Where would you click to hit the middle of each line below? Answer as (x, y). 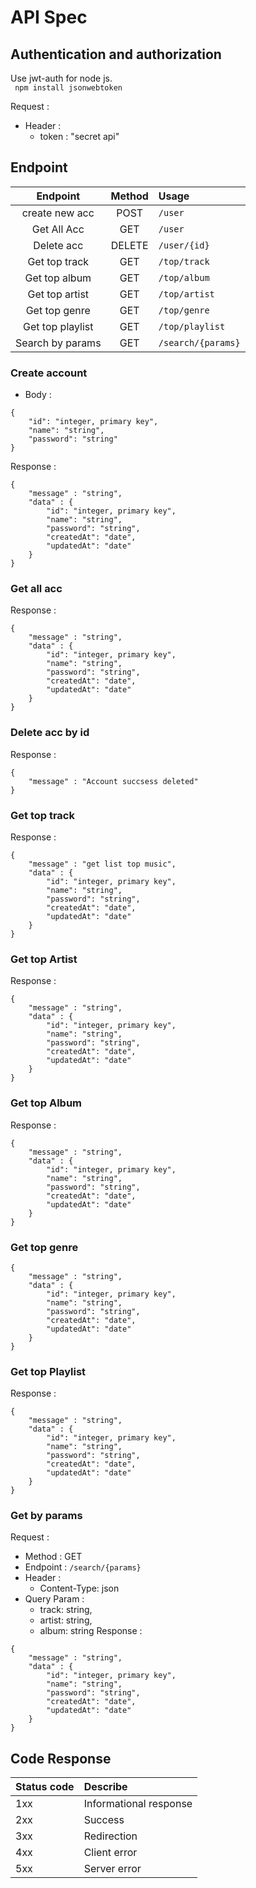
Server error (112, 1869)
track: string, (66, 1610)
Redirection (110, 1836)
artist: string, (66, 1620)
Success (104, 1820)
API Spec (49, 17)
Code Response (61, 1758)
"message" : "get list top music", (102, 864)
